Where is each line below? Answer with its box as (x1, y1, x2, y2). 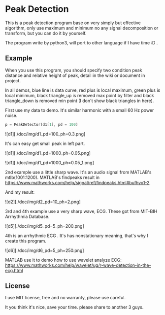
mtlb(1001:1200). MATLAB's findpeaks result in (5, 174, 100, 180)
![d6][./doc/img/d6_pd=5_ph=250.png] (5, 247, 84, 253)
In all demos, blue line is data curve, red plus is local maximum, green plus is (5, 87, 161, 93)
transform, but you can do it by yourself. (5, 30, 87, 36)
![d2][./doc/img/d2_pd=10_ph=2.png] (5, 199, 81, 205)
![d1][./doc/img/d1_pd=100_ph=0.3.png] (5, 131, 86, 137)
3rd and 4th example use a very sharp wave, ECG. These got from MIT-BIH (5, 208, 158, 214)
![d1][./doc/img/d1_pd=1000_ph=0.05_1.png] (5, 159, 95, 166)
